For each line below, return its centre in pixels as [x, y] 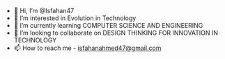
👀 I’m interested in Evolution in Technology [75, 18]
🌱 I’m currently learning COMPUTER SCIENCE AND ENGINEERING [108, 25]
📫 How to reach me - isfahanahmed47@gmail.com [87, 48]
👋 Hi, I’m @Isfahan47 [44, 11]
